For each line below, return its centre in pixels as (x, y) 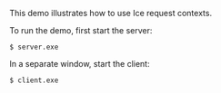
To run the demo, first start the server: (81, 30)
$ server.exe (34, 47)
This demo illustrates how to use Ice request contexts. (110, 13)
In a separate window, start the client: (80, 64)
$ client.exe (34, 80)
